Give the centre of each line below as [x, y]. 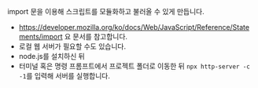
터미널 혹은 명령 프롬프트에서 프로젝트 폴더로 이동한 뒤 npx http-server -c [135, 66]
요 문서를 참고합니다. [96, 37]
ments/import [41, 37]
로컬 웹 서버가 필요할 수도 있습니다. [72, 46]
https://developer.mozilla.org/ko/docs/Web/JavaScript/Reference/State [134, 27]
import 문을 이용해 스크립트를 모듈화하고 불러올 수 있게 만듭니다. [106, 11]
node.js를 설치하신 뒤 [52, 56]
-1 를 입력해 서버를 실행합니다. [64, 76]
